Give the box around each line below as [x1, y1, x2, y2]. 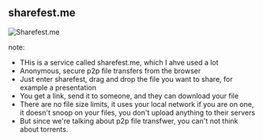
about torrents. [19, 124, 69, 134]
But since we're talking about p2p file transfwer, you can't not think [19, 116, 239, 125]
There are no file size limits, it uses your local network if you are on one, [19, 99, 254, 109]
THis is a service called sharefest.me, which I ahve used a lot [19, 57, 219, 67]
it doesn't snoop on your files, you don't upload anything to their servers [19, 108, 255, 117]
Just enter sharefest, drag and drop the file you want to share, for [19, 74, 233, 83]
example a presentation [19, 83, 97, 92]
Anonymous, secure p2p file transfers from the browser [19, 66, 201, 76]
